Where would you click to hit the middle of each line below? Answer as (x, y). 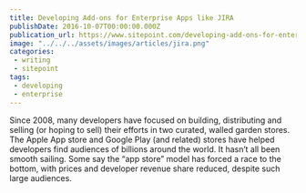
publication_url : (42, 35)
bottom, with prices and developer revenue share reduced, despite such (145, 168)
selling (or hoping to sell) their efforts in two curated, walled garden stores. (150, 129)
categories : (32, 52)
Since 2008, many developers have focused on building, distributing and (146, 120)
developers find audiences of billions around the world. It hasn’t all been (145, 149)
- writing (32, 60)
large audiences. (41, 178)
